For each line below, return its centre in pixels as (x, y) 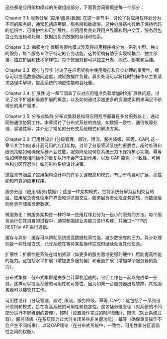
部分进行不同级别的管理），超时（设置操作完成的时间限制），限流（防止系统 (81, 313)
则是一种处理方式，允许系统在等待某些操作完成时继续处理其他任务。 (75, 244)
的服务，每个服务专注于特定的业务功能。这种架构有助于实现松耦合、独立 (79, 53)
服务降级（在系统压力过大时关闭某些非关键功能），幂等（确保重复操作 (86, 319)
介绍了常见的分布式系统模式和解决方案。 (81, 129)
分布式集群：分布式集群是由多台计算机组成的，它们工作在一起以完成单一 (79, 277)
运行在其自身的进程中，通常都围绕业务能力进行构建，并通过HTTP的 (78, 221)
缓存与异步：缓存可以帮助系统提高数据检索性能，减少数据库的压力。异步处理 (83, 237)
